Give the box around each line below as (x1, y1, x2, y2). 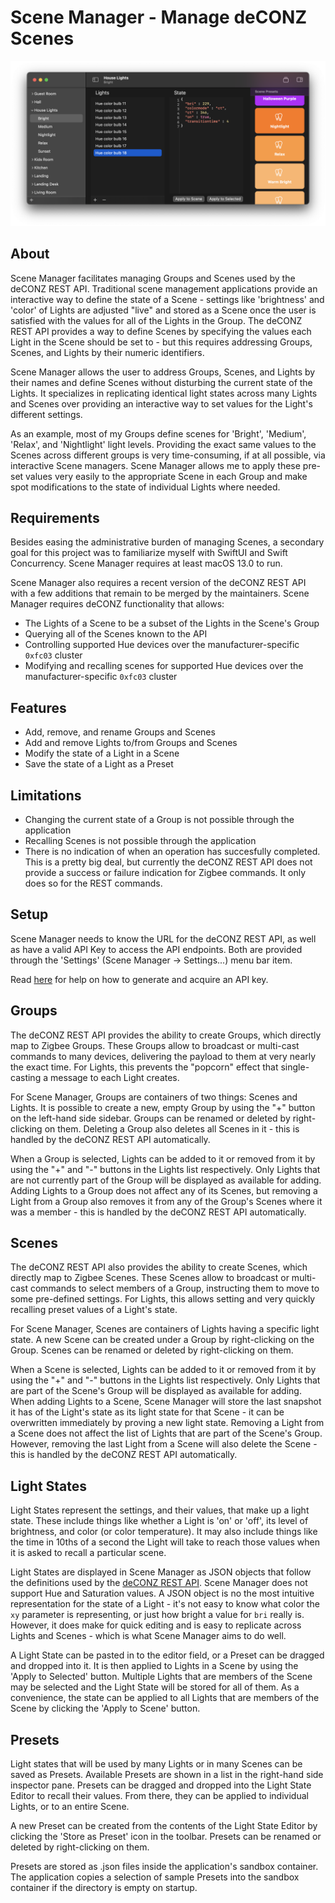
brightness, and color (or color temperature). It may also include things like (10, 1526, 318, 1538)
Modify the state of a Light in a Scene (24, 747, 180, 760)
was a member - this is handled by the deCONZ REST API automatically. (10, 1206, 307, 1218)
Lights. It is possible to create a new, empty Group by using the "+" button (10, 1101, 316, 1113)
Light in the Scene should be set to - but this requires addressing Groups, (10, 336, 313, 348)
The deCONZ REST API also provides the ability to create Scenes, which (10, 1261, 308, 1273)
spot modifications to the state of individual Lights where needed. (10, 481, 281, 493)
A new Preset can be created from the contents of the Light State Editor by (10, 1820, 318, 1832)
